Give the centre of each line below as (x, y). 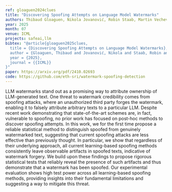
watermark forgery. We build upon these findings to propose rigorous (79, 156)
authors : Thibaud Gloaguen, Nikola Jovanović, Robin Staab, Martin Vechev (87, 19)
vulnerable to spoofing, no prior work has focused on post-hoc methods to (84, 118)
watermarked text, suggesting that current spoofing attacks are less (77, 135)
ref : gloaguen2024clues (31, 10)
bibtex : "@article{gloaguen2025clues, (47, 44)
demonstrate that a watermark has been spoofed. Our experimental (76, 167)
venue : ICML (18, 34)
